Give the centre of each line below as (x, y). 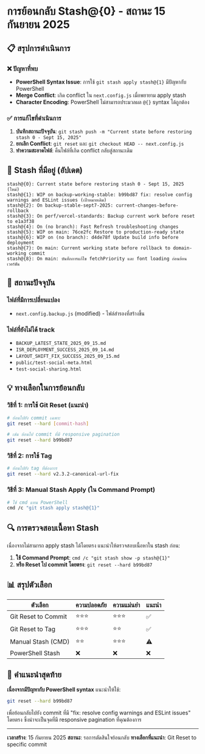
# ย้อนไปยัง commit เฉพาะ (33, 418)
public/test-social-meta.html (54, 363)
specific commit (27, 744)
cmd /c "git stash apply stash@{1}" (53, 508)
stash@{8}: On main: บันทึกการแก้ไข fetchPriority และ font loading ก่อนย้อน (97, 258)
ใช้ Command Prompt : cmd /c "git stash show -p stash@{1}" (93, 558)
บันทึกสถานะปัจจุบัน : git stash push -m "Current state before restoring (104, 132)
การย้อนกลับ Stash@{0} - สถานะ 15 (86, 11)
